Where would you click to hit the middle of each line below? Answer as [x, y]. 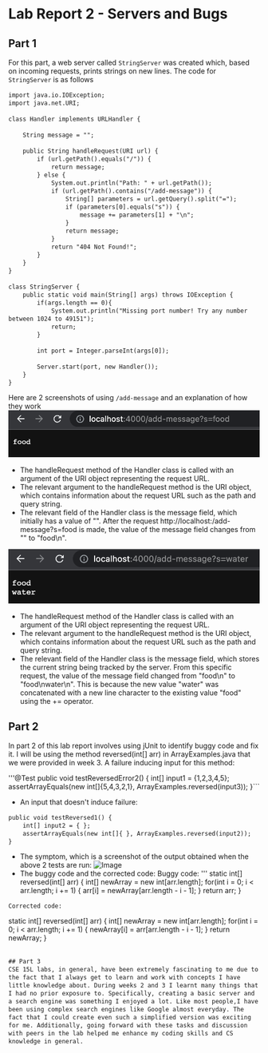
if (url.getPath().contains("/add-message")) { [132, 191]
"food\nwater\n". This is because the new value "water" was [119, 685]
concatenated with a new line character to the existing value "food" [130, 693]
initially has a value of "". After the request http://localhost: [116, 521]
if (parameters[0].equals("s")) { [122, 207]
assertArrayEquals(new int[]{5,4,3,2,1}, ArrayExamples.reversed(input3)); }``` [134, 787]
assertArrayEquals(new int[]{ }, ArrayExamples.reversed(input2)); [137, 834]
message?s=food [48, 529]
